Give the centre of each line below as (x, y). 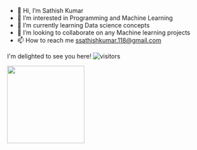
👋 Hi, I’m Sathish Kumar (50, 11)
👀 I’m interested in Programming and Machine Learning (95, 18)
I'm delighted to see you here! (49, 56)
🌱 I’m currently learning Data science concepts (83, 25)
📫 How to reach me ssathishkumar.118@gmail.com (89, 40)
